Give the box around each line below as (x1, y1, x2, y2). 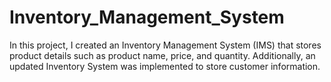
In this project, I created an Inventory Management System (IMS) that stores (9, 39, 322, 51)
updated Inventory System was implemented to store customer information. (9, 60, 321, 72)
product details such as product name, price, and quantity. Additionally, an (9, 49, 316, 61)
